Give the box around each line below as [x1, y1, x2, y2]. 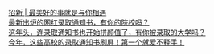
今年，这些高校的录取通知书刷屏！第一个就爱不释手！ [8, 37, 185, 47]
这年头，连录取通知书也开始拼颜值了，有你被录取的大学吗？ [8, 28, 206, 37]
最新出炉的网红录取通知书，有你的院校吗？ [8, 17, 150, 27]
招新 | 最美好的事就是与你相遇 [8, 8, 107, 17]
